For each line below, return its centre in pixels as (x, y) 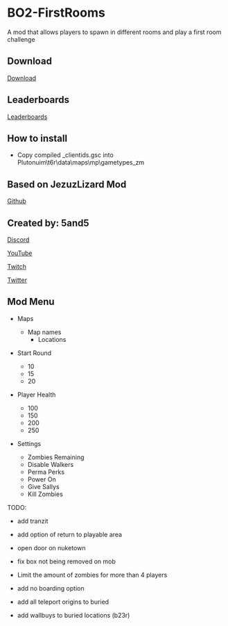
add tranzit (33, 521)
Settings (29, 443)
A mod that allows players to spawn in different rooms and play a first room (114, 32)
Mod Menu (31, 302)
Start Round (34, 353)
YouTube (20, 253)
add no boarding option (51, 588)
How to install (37, 138)
